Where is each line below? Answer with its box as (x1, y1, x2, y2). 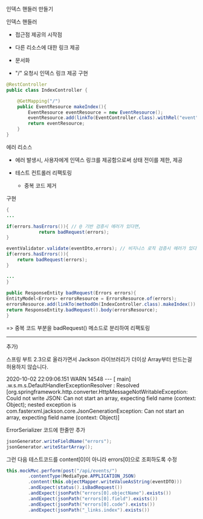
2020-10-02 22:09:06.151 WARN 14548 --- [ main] (6, 375, 131, 382)
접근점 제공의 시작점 (14, 31, 62, 38)
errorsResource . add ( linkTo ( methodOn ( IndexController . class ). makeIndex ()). (6, 301, 199, 308)
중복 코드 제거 (24, 182, 57, 189)
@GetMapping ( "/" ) (17, 98, 61, 104)
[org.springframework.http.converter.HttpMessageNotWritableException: (6, 388, 188, 395)
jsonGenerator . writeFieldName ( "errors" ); (6, 438, 112, 444)
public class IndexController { (6, 87, 88, 93)
